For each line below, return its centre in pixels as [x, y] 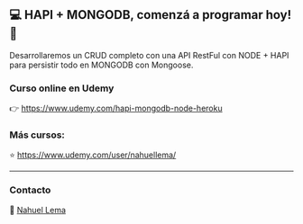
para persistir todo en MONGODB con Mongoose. [101, 65]
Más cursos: [37, 135]
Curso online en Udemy [62, 88]
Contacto [30, 190]
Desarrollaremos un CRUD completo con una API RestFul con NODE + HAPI [149, 55]
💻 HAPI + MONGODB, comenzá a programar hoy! [151, 15]
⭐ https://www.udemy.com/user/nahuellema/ [93, 155]
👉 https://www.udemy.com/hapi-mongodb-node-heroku [116, 108]
